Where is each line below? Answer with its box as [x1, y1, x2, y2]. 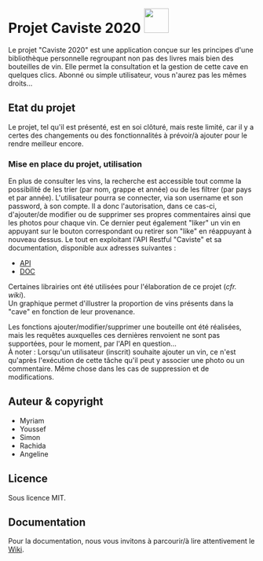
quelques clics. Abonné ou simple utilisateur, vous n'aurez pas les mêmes [8, 70, 247, 79]
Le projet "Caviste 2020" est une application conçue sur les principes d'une [8, 45, 254, 54]
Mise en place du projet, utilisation [8, 158, 143, 169]
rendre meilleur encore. [8, 138, 84, 148]
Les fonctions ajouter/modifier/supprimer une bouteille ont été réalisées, [8, 322, 242, 332]
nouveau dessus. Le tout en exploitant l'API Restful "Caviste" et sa [8, 235, 222, 244]
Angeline [19, 449, 49, 459]
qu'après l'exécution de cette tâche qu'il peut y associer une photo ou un [8, 356, 245, 365]
